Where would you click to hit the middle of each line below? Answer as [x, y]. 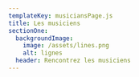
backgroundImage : [45, 38]
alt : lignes [43, 53]
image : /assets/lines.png [66, 46]
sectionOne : [28, 30]
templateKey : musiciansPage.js [61, 16]
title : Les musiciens [45, 23]
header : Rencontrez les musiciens [73, 61]
